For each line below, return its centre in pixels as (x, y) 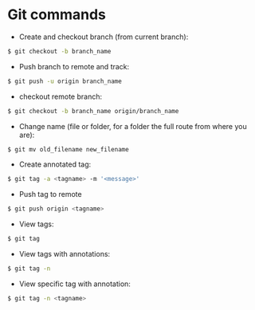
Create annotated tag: (55, 164)
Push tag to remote (50, 194)
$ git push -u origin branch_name (65, 81)
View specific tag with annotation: (75, 284)
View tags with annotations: (65, 254)
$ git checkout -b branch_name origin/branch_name (93, 111)
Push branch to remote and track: (74, 66)
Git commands (57, 15)
